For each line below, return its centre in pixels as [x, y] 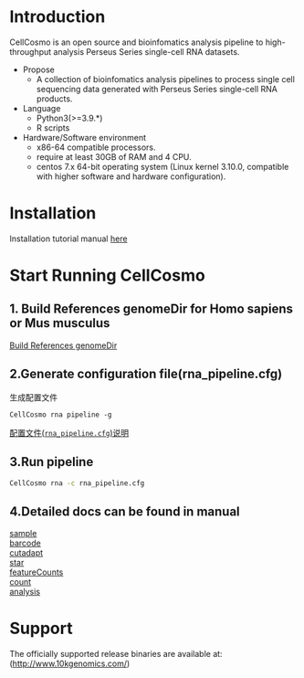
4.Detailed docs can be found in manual [125, 511]
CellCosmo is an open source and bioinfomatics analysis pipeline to [136, 42]
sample [23, 534]
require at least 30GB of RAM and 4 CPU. [114, 156]
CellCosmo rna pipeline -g [61, 414]
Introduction [58, 17]
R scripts [53, 127]
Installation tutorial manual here [68, 238]
